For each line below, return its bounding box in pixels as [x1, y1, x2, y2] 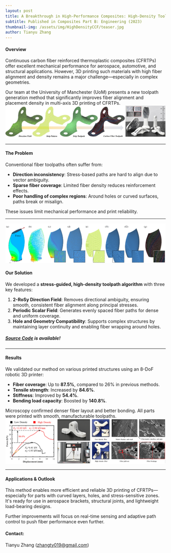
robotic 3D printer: [5, 372, 44, 378]
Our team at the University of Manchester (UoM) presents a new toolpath [5, 89, 159, 95]
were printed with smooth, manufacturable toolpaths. [5, 413, 117, 419]
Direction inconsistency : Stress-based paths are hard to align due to [12, 172, 158, 177]
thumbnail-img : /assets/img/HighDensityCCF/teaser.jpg [5, 25, 124, 30]
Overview [5, 46, 26, 52]
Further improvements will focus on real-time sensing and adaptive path [5, 513, 156, 519]
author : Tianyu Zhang [5, 30, 51, 35]
